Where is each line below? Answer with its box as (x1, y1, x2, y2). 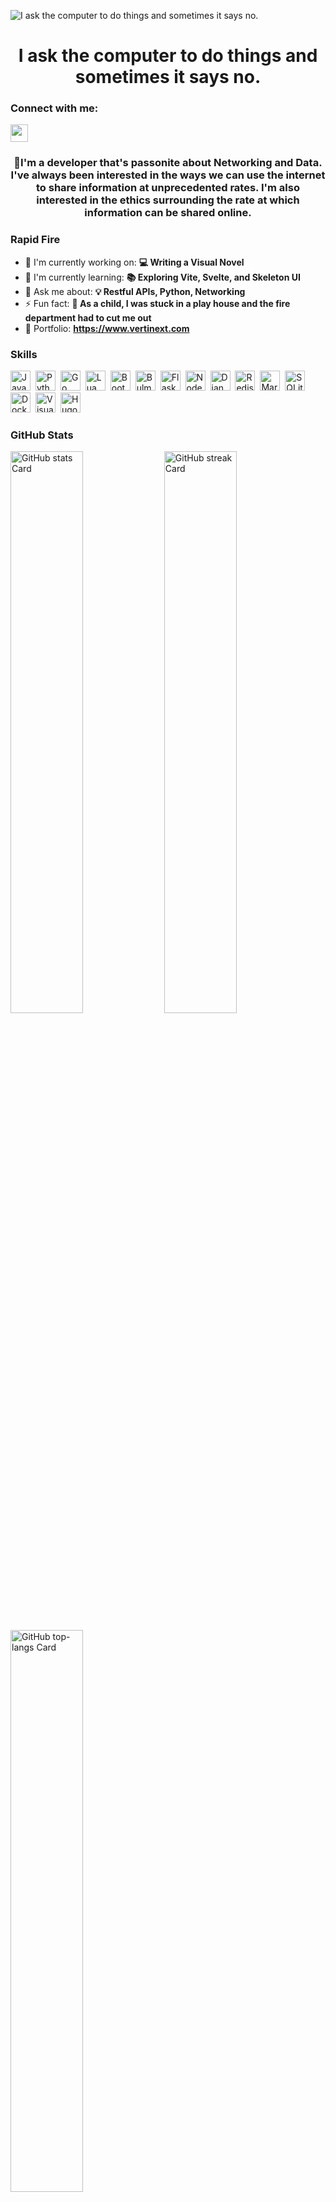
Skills (10, 347, 38, 361)
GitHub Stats (10, 428, 74, 442)
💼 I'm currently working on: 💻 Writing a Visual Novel (24, 256, 245, 268)
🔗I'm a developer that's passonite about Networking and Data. (13, 156, 323, 170)
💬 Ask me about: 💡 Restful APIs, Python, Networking (24, 285, 246, 297)
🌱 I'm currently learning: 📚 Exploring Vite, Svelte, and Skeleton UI (24, 271, 301, 283)
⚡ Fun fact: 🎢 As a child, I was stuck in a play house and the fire (24, 297, 291, 309)
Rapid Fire (10, 233, 61, 247)
